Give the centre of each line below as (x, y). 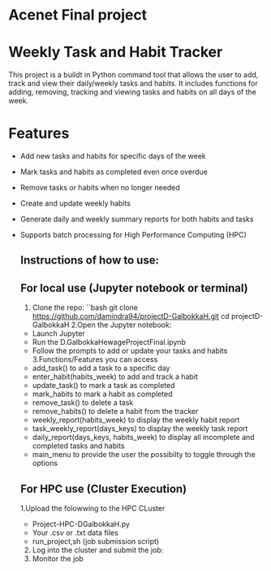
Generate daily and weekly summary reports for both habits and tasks (137, 219)
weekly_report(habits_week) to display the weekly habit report (136, 420)
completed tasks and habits (78, 446)
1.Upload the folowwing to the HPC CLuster (92, 508)
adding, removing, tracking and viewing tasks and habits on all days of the (133, 92)
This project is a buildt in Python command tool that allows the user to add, (133, 75)
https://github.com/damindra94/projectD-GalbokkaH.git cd (131, 316)
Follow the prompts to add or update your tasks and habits (130, 351)
